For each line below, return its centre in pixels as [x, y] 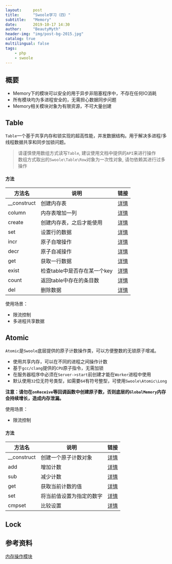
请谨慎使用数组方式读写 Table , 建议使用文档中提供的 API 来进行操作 [87, 153]
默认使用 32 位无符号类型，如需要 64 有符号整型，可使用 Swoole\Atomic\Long [90, 381]
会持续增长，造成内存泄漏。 [35, 398]
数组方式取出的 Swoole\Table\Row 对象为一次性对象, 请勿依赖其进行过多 [92, 159]
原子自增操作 [56, 242]
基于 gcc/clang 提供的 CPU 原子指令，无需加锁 [58, 368]
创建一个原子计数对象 [66, 458]
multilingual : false [27, 44]
